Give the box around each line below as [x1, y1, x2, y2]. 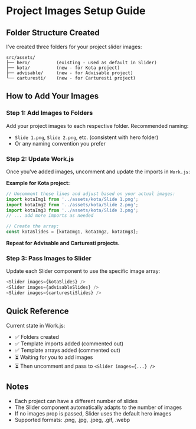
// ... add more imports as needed [6, 213, 94, 219]
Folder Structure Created [6, 28, 100, 38]
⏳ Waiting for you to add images [14, 354, 93, 361]
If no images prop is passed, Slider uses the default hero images [14, 410, 172, 417]
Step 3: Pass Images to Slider [6, 255, 92, 263]
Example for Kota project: [6, 179, 70, 186]
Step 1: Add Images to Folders [6, 109, 93, 117]
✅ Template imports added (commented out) [14, 340, 124, 347]
